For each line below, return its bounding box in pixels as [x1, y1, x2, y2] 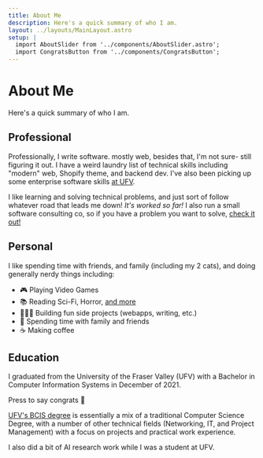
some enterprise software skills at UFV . [8, 176, 135, 186]
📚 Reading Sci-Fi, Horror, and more [19, 297, 136, 306]
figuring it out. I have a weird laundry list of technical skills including [8, 160, 228, 169]
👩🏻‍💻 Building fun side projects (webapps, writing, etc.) [19, 308, 198, 317]
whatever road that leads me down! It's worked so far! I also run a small [8, 200, 240, 209]
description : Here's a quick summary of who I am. [8, 19, 178, 27]
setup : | [8, 33, 37, 42]
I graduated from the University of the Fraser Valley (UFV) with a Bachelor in [8, 371, 256, 382]
